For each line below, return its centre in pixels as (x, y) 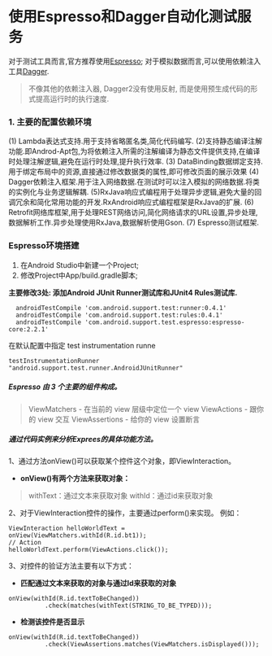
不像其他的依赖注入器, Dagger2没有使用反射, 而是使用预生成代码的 (139, 88)
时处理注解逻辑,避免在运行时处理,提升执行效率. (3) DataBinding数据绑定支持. (136, 162)
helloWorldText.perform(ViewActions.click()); (89, 550)
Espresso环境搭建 (44, 246)
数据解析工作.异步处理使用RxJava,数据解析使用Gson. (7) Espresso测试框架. (134, 223)
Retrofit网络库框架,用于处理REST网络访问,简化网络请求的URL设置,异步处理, (133, 212)
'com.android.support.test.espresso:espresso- (165, 322)
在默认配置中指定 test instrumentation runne (82, 345)
